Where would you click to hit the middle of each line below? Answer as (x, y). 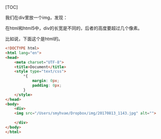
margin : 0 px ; (46, 81)
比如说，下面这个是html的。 (34, 39)
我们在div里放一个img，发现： (36, 17)
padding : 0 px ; (47, 85)
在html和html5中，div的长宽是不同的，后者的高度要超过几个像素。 (74, 28)
